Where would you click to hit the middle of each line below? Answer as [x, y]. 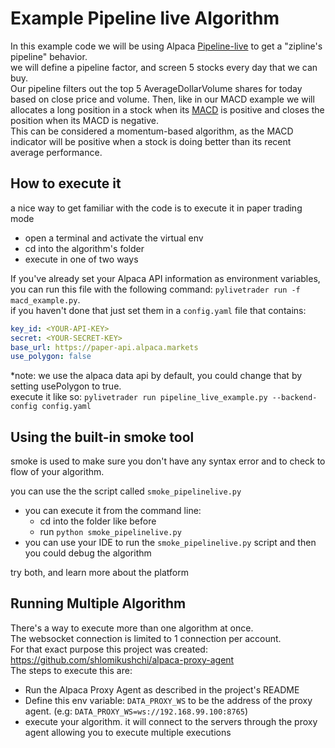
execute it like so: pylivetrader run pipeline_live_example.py [139, 397]
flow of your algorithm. [57, 472]
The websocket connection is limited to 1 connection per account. [146, 638]
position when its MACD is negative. [85, 120]
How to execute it [66, 183]
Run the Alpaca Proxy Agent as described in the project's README [162, 689]
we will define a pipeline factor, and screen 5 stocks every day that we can [164, 67]
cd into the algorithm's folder [84, 248]
